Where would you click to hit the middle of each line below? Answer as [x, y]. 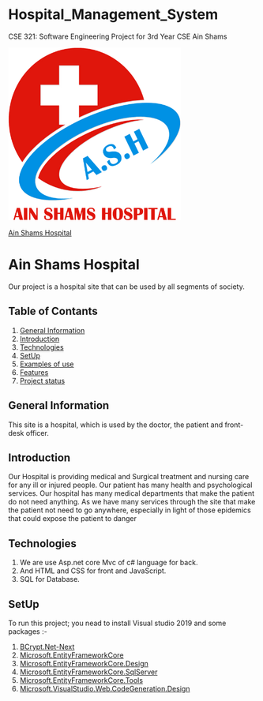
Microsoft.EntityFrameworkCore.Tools [81, 680]
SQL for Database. [50, 579]
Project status [42, 380]
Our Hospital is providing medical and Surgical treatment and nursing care [129, 477]
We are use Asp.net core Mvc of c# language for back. [109, 563]
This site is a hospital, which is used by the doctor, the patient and [116, 425]
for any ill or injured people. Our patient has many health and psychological [130, 485]
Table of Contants [53, 311]
